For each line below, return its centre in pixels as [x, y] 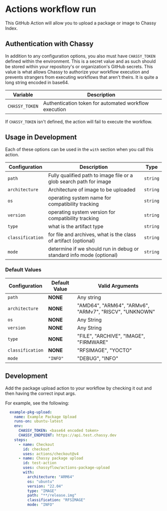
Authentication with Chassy [49, 44]
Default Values [23, 270]
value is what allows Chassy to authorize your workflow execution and [77, 72]
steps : [21, 440]
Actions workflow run [51, 9]
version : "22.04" [45, 486]
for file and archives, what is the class [92, 234]
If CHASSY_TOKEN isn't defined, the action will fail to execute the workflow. [79, 122]
